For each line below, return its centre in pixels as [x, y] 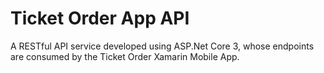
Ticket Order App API [100, 18]
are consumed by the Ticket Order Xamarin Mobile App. [125, 56]
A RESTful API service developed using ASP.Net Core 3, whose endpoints [162, 46]
